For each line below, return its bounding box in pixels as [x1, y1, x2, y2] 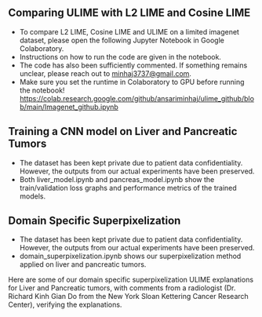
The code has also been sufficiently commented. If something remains [19, 60, 248, 70]
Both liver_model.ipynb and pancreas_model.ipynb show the [19, 174, 215, 184]
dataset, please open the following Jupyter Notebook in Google [19, 35, 225, 45]
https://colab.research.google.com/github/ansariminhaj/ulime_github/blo [19, 93, 255, 103]
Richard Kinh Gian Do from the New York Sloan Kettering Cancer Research [8, 292, 249, 301]
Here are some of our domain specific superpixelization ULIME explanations [8, 275, 253, 285]
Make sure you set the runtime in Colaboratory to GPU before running [19, 77, 245, 86]
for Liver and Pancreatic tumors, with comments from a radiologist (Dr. [8, 283, 236, 293]
